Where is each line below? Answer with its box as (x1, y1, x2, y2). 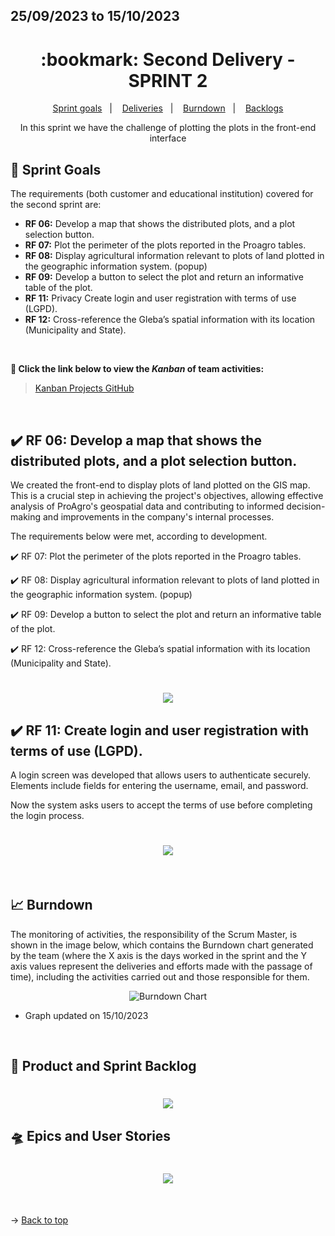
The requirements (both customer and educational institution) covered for (10, 188, 314, 200)
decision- (286, 500, 326, 512)
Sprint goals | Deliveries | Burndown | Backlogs (52, 102, 284, 114)
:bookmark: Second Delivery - (40, 48, 296, 71)
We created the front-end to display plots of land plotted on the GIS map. (10, 479, 311, 491)
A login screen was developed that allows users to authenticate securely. (10, 769, 312, 781)
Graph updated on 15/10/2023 (24, 1009, 149, 1021)
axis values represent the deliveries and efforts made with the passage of (10, 960, 313, 972)
